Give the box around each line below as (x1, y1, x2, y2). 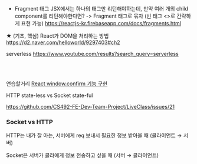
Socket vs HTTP (6, 118, 53, 126)
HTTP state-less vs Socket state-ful (6, 92, 93, 99)
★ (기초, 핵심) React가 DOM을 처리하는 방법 (6, 32, 109, 39)
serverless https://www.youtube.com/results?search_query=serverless (6, 51, 179, 57)
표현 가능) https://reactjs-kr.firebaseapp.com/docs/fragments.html (21, 20, 182, 26)
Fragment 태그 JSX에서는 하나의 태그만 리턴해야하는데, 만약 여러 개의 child (14, 5, 189, 12)
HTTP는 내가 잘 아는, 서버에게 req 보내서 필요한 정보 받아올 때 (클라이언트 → (6, 132, 182, 139)
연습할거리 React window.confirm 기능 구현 (6, 80, 108, 87)
